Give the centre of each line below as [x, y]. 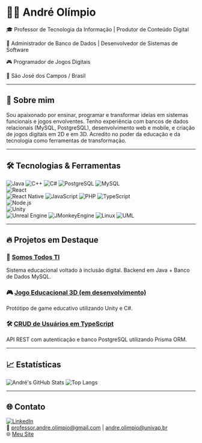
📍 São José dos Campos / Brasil [46, 75]
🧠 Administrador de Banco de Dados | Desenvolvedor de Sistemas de [92, 43]
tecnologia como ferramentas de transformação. [66, 140]
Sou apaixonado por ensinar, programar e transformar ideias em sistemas [97, 115]
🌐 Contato [26, 407]
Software [17, 49]
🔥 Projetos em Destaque [53, 240]
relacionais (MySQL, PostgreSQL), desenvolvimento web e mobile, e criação [101, 127]
